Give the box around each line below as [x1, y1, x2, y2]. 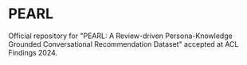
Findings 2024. [8, 48, 58, 57]
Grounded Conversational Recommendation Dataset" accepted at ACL [8, 39, 239, 48]
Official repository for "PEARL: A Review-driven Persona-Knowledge [8, 31, 233, 40]
